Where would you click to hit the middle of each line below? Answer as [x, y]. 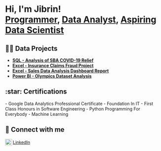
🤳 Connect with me [35, 130]
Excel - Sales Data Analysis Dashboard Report [60, 71]
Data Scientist [35, 30]
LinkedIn [22, 143]
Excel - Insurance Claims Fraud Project [53, 66]
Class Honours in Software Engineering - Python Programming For [73, 109]
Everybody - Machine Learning [37, 114]
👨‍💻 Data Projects [31, 48]
